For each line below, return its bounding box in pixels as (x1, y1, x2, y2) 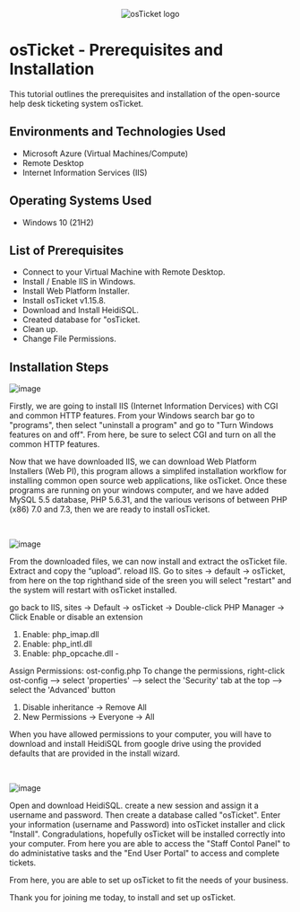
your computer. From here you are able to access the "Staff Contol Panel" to (9, 838, 291, 849)
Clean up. (21, 324, 58, 335)
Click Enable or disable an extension (9, 611, 143, 623)
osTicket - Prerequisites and (9, 40, 224, 60)
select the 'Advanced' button (9, 685, 116, 696)
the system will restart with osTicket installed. (9, 584, 177, 596)
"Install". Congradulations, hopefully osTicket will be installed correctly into (9, 829, 286, 839)
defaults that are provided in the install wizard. (9, 748, 181, 759)
